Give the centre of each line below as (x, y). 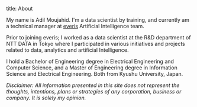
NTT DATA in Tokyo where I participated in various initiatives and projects (96, 44)
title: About (20, 9)
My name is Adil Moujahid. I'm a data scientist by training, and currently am (98, 20)
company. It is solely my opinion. (46, 98)
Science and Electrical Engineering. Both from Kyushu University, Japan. (95, 74)
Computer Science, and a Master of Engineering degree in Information (92, 68)
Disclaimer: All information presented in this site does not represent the (93, 85)
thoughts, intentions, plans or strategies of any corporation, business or (94, 91)
